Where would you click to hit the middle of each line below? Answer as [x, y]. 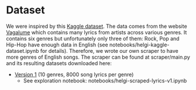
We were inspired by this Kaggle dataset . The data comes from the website [97, 26]
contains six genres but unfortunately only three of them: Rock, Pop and [93, 38]
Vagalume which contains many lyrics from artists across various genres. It [97, 32]
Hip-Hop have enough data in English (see [57, 45]
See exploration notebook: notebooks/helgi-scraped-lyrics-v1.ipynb [105, 80]
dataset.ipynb [23, 51]
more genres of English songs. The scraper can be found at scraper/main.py [98, 57]
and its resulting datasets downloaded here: [59, 63]
